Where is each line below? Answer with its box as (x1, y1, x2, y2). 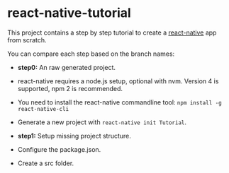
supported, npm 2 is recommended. (17, 84, 123, 93)
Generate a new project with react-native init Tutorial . (17, 118, 186, 126)
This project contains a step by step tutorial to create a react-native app (7, 28, 217, 37)
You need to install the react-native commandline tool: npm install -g (17, 97, 222, 107)
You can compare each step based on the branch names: (7, 49, 175, 58)
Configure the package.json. (17, 145, 101, 153)
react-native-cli (17, 105, 69, 112)
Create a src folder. (17, 159, 74, 167)
